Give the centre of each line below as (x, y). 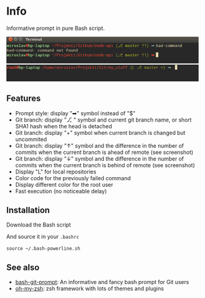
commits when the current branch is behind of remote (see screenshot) (105, 165)
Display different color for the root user (64, 184)
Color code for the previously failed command (73, 178)
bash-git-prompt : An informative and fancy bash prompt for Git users (102, 282)
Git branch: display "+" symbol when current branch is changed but (100, 133)
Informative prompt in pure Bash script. (56, 28)
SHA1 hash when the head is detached (63, 126)
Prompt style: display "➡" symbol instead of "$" (75, 113)
